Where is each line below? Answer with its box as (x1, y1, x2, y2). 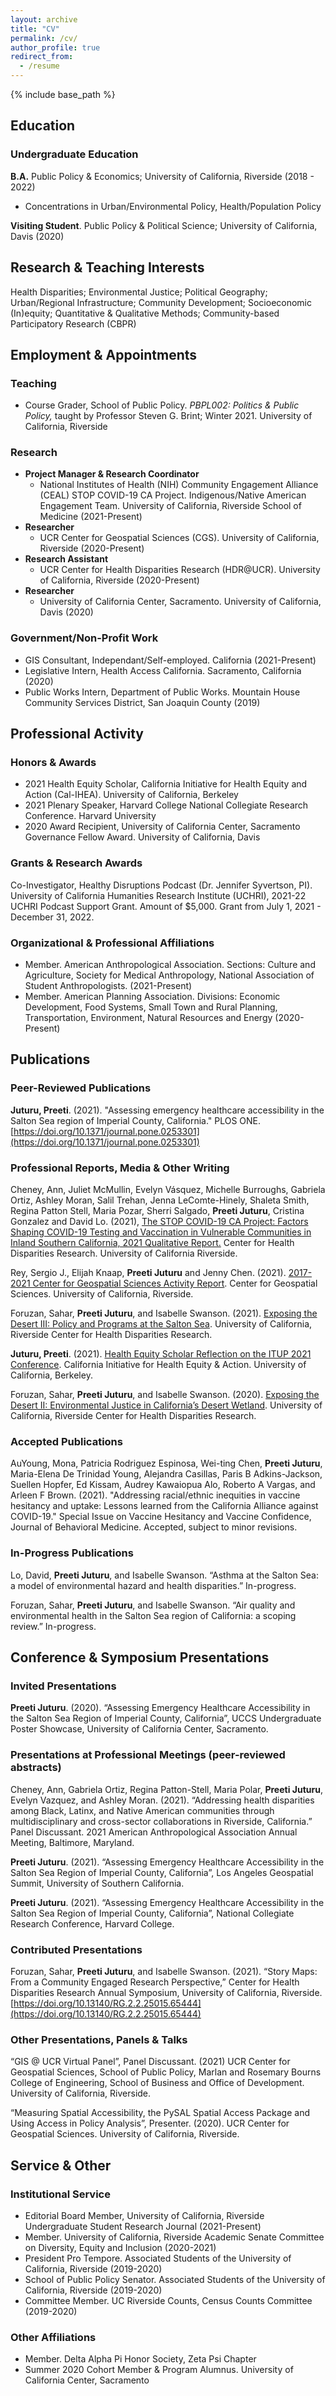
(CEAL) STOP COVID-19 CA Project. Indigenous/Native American (39, 489, 307, 501)
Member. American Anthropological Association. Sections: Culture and (24, 959, 316, 971)
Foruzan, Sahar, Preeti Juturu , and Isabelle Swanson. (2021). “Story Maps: (10, 1965, 318, 1977)
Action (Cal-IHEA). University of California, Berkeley (24, 789, 239, 801)
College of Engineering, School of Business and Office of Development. (10, 2077, 305, 2089)
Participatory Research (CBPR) (10, 317, 137, 330)
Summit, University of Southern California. (10, 1877, 185, 1889)
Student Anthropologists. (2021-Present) (24, 980, 193, 992)
